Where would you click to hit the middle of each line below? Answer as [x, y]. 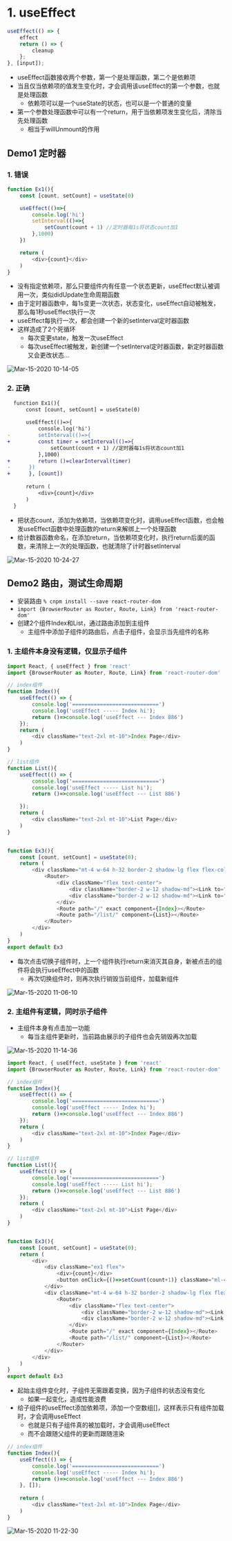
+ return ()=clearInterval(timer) [69, 461]
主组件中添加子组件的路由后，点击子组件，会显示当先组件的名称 [118, 632]
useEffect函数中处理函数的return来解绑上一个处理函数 [100, 529]
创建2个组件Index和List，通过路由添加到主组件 [83, 623]
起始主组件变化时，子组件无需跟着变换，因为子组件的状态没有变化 [111, 1390]
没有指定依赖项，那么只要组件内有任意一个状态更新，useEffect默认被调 [118, 286]
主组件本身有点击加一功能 [54, 1027]
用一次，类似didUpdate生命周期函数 [68, 295]
